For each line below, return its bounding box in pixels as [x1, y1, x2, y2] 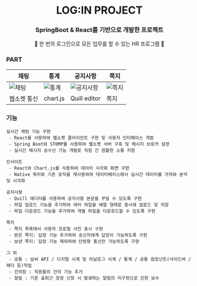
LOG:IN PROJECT [56, 4, 143, 17]
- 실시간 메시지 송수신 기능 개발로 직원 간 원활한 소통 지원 [8, 147, 135, 154]
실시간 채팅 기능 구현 [6, 128, 51, 135]
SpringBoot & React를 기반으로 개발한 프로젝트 [35, 26, 164, 34]
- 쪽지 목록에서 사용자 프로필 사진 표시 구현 [8, 226, 104, 232]
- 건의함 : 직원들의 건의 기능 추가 [8, 269, 83, 275]
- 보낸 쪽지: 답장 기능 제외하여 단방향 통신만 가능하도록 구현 [8, 239, 140, 245]
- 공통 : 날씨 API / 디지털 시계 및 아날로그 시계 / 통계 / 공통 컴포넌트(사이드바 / [8, 256, 191, 262]
